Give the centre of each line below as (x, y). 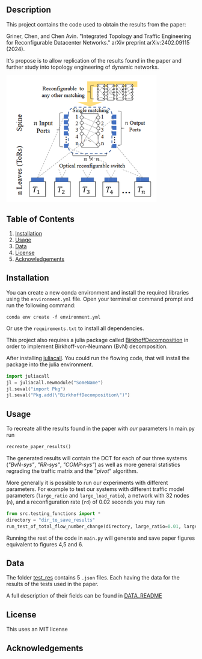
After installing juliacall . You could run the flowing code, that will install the (98, 358)
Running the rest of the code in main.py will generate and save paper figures (101, 538)
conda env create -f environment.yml (54, 317)
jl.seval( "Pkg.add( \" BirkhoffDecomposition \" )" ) (68, 395)
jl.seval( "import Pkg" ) (36, 389)
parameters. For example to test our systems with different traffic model (95, 489)
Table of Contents (41, 219)
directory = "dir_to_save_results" (51, 520)
